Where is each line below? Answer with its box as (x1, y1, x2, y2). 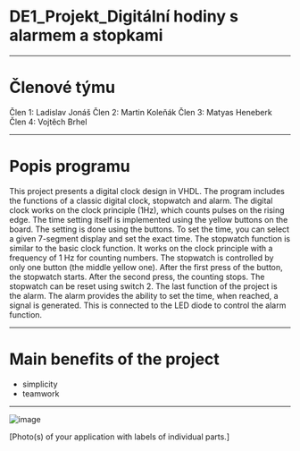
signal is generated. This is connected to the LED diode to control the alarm (9, 300, 287, 311)
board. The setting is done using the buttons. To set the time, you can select (9, 224, 290, 234)
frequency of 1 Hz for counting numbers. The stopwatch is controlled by (9, 252, 274, 263)
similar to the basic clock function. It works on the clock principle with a (9, 243, 273, 253)
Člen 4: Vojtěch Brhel (9, 116, 87, 127)
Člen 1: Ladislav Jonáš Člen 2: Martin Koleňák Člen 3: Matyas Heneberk (9, 106, 272, 117)
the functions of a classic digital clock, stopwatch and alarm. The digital (9, 195, 273, 206)
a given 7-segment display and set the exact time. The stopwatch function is (9, 233, 291, 243)
